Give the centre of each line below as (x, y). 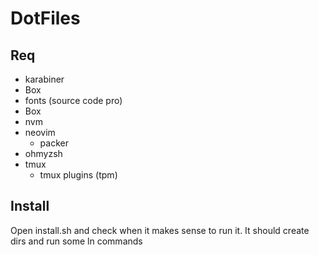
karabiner (44, 79)
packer (54, 143)
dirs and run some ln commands (76, 241)
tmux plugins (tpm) (78, 175)
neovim (40, 132)
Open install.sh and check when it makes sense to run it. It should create (160, 230)
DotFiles (45, 18)
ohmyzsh (43, 153)
